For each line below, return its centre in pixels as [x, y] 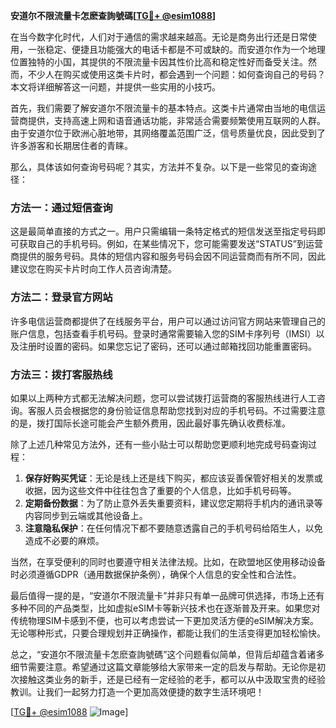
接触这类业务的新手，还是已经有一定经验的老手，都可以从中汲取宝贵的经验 [172, 679]
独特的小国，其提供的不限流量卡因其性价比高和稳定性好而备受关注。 [167, 62]
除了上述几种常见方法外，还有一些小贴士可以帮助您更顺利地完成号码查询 [159, 444]
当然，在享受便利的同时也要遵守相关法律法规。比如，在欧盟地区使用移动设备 [168, 561]
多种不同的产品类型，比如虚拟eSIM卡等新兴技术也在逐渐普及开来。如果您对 [165, 608]
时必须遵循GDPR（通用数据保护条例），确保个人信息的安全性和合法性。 [156, 574]
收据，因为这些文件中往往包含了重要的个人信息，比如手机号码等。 [160, 490]
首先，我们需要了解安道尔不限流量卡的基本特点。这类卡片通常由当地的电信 [163, 108]
